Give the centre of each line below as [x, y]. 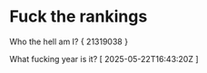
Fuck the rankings [79, 17]
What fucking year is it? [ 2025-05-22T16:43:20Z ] [104, 59]
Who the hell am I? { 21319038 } [69, 41]
